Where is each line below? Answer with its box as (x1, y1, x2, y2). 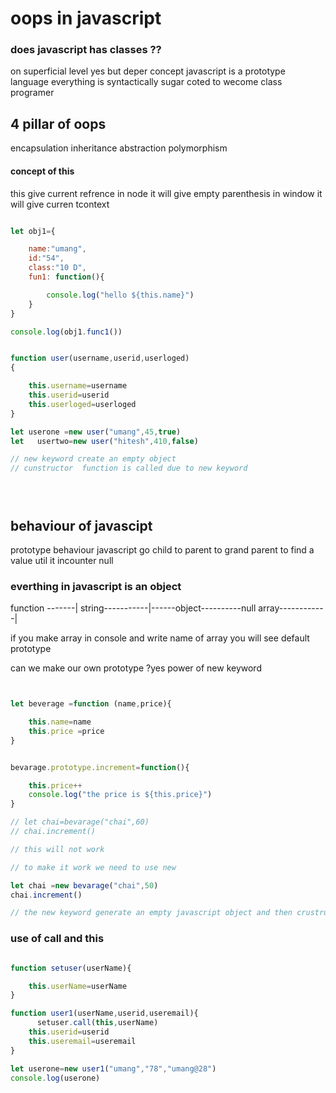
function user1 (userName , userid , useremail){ (10, 1008, 199, 1019)
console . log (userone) (10, 1073, 101, 1083)
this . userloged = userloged (28, 399, 137, 409)
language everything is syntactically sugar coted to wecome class (10, 76, 283, 88)
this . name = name (28, 717, 92, 727)
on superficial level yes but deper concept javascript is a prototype (10, 65, 286, 77)
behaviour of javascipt (10, 517, 153, 534)
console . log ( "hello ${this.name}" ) (46, 290, 195, 300)
